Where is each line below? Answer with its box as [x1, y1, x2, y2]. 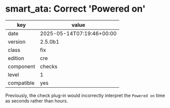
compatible [8, 79, 35, 86]
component [8, 63, 36, 70]
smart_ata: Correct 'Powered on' [5, 3, 146, 15]
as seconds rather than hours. [5, 97, 69, 104]
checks [40, 63, 57, 70]
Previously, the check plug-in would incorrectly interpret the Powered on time [5, 92, 165, 98]
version [8, 38, 26, 45]
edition [8, 54, 24, 61]
